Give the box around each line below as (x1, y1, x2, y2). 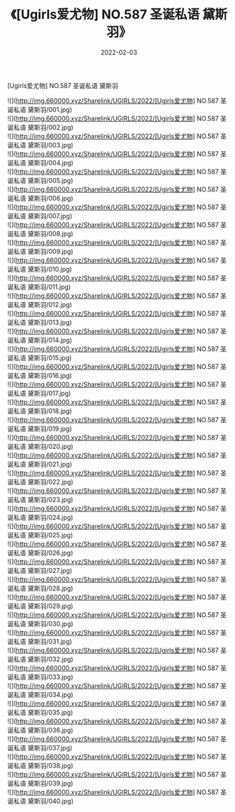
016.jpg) (48, 371, 72, 379)
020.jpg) (48, 442, 74, 450)
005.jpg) (48, 176, 74, 184)
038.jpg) (48, 761, 74, 769)
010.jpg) (48, 265, 72, 273)
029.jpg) (48, 601, 74, 610)
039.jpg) (48, 779, 74, 787)
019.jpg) (48, 424, 72, 433)
